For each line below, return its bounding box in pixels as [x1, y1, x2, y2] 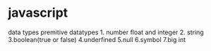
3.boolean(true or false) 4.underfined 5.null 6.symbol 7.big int [8, 35, 186, 43]
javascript [8, 5, 68, 21]
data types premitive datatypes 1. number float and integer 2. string [8, 28, 204, 36]
